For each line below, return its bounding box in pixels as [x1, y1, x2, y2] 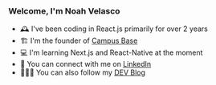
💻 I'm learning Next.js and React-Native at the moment [19, 48, 203, 57]
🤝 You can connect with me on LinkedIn [19, 60, 152, 69]
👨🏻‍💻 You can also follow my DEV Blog [19, 68, 146, 77]
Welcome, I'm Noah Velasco [8, 6, 120, 17]
